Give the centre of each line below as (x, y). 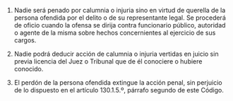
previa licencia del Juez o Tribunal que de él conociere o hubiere (108, 61)
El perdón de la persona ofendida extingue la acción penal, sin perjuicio (118, 83)
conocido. (29, 69)
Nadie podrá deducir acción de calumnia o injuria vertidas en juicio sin (116, 54)
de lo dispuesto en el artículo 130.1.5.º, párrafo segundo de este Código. (119, 90)
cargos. (25, 40)
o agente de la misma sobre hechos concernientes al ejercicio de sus (115, 32)
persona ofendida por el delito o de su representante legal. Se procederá (120, 18)
